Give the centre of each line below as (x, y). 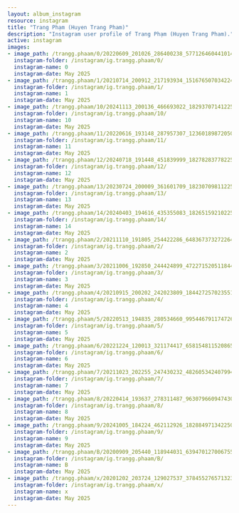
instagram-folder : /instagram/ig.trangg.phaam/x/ (89, 485)
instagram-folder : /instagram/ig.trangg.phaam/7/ (89, 379)
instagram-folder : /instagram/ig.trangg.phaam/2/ (89, 246)
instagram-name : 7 (41, 385)
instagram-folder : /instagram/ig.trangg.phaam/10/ (90, 113)
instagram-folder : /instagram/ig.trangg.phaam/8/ (89, 405)
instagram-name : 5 (41, 332)
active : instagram (34, 41)
